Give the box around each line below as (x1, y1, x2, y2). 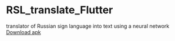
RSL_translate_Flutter (6, 3, 113, 17)
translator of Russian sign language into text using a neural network (6, 23, 170, 29)
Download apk (6, 28, 41, 35)
